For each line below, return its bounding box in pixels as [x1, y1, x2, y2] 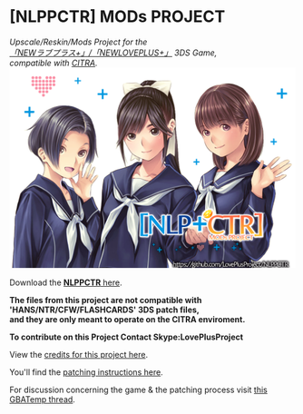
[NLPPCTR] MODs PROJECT [9, 6, 226, 27]
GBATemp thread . [9, 393, 75, 405]
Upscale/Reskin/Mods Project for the [9, 36, 148, 47]
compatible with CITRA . [9, 57, 98, 68]
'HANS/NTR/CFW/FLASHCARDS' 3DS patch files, [9, 304, 200, 315]
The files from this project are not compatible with [9, 294, 202, 305]
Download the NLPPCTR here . [9, 277, 122, 288]
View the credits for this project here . [9, 349, 148, 360]
